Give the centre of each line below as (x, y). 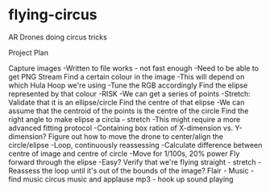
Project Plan (28, 52)
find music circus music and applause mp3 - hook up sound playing (121, 179)
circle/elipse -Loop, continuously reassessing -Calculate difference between (135, 145)
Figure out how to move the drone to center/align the (136, 136)
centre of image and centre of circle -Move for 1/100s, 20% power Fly (124, 153)
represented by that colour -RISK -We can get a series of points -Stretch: (130, 93)
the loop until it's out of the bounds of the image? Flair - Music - (148, 170)
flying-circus (53, 15)
